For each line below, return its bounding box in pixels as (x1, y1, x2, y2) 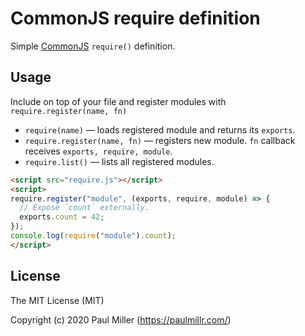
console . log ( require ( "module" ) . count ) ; (10, 231, 177, 241)
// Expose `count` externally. (19, 203, 150, 213)
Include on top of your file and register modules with (10, 95, 227, 107)
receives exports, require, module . (24, 145, 173, 157)
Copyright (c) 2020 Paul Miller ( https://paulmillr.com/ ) (10, 313, 232, 326)
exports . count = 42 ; (19, 212, 105, 222)
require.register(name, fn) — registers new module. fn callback (24, 134, 296, 146)
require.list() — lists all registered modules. (24, 155, 215, 167)
